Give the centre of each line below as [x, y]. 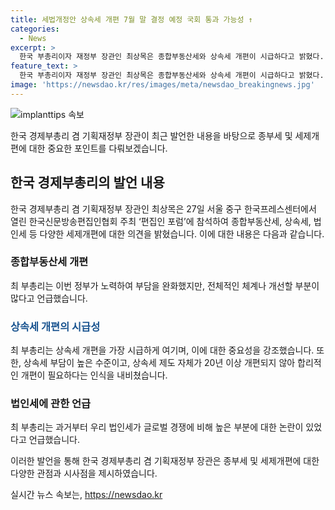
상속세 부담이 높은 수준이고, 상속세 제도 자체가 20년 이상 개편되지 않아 [159, 363]
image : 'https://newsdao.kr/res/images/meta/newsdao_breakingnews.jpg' [162, 85]
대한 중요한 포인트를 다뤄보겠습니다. [98, 148]
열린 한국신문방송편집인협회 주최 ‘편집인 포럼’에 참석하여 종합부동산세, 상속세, [161, 221]
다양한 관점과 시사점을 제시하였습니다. [84, 473]
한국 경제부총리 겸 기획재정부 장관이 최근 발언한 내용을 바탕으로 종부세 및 [151, 135]
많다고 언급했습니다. [49, 298]
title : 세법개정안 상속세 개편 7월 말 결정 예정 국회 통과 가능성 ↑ [131, 19]
